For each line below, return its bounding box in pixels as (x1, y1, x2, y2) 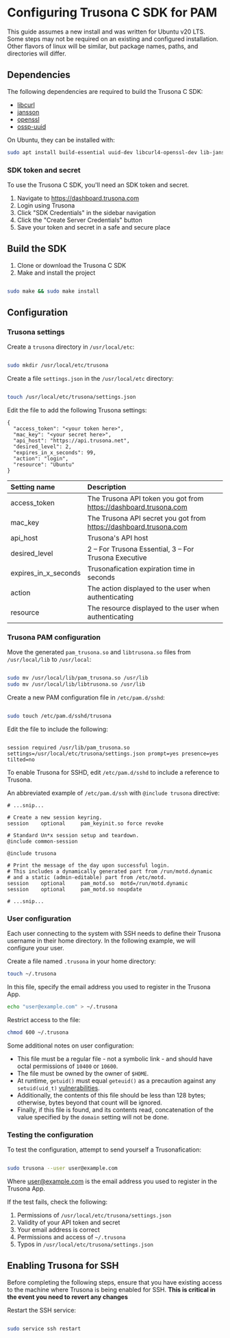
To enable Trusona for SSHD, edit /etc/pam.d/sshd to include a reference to (7, 768, 220, 776)
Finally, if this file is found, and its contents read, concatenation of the (16, 1105, 214, 1114)
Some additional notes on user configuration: (7, 1041, 135, 1050)
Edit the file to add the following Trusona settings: (7, 406, 147, 414)
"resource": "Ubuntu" (13, 461, 75, 469)
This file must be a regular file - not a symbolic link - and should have (16, 1054, 213, 1063)
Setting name (10, 482, 55, 492)
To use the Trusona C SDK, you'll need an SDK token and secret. (7, 180, 190, 189)
